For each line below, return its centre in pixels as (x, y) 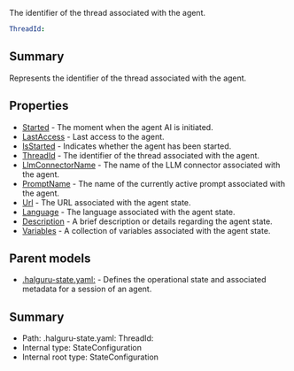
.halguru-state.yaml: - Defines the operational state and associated (144, 280)
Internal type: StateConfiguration (82, 348)
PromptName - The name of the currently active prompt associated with (154, 183)
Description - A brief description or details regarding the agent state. (147, 221)
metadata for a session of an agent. (87, 289)
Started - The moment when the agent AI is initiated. (118, 127)
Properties (39, 106)
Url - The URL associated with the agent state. (107, 202)
